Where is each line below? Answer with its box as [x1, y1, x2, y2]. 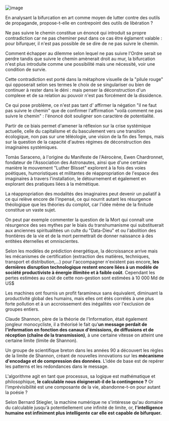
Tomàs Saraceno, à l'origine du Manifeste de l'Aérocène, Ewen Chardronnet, [5, 154, 164, 160]
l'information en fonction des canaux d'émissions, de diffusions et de [5, 327, 154, 332]
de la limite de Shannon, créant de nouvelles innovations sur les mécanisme [5, 353, 164, 359]
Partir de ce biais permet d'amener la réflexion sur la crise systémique [5, 123, 151, 129]
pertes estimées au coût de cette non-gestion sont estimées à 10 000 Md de [5, 275, 164, 281]
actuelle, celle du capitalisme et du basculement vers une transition [5, 128, 145, 134]
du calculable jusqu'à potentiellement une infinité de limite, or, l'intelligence [5, 405, 163, 410]
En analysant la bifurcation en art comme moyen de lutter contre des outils [5, 15, 160, 20]
